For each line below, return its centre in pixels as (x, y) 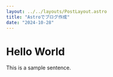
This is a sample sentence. (39, 68)
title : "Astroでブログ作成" (38, 17)
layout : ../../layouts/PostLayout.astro (57, 11)
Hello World (35, 51)
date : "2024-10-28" (30, 22)
